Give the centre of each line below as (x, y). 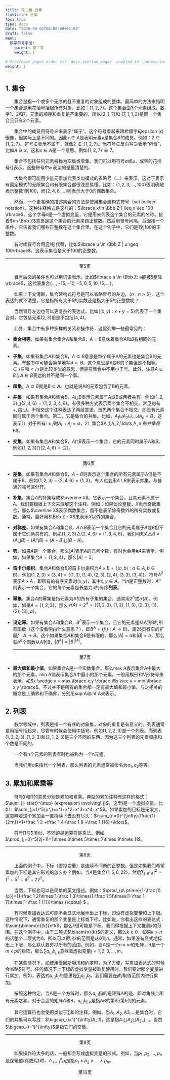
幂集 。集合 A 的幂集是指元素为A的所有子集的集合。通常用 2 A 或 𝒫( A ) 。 (83, 598)
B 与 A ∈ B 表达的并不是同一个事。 (47, 375)
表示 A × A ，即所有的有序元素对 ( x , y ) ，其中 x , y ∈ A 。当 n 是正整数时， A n (87, 581)
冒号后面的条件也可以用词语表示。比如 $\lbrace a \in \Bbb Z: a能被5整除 (88, 277)
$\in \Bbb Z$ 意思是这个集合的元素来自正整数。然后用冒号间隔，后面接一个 (87, 221)
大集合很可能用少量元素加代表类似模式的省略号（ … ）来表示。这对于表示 (89, 178)
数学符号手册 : (22, 43)
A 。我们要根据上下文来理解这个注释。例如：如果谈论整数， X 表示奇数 (84, 504)
